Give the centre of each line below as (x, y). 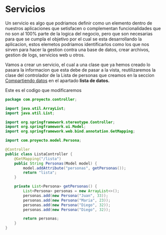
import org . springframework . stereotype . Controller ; (60, 122)
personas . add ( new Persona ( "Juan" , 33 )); (66, 195)
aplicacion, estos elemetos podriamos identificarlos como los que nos (77, 44)
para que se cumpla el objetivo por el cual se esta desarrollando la (73, 39)
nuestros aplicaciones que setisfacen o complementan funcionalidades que (83, 28)
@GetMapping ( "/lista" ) (38, 158)
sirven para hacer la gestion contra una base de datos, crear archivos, (77, 49)
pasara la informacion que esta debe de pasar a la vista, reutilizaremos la (80, 70)
